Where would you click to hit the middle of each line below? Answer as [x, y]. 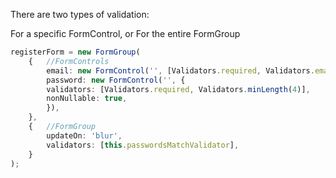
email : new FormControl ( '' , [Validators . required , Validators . [180, 70]
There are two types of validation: [80, 14]
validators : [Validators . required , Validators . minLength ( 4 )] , [178, 89]
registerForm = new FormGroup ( [75, 52]
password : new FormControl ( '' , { [116, 80]
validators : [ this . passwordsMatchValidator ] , [143, 145]
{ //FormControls [69, 61]
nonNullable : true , [87, 99]
